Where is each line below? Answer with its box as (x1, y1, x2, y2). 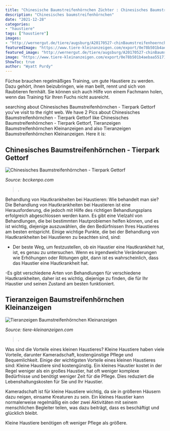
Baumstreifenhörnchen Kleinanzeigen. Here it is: (5, 131, 106, 137)
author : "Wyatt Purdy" (5, 64, 53, 69)
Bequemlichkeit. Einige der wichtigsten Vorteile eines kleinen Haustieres (5, 357, 156, 363)
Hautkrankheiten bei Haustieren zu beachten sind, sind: (5, 234, 121, 240)
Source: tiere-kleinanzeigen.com (5, 327, 73, 333)
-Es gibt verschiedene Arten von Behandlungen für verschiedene (5, 270, 141, 276)
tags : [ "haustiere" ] (5, 31, 49, 36)
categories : (5, 21, 30, 27)
